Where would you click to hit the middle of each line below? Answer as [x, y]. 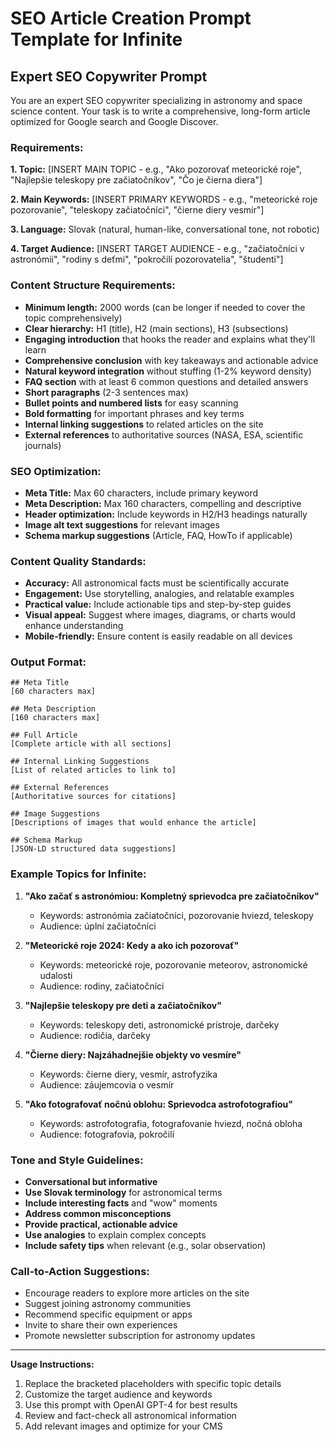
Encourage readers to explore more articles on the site [137, 1293]
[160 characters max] [55, 718]
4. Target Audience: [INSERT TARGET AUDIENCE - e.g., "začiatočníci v [157, 249]
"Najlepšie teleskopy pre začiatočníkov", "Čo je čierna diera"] [136, 180]
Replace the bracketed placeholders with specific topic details [153, 1384]
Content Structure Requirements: [93, 285]
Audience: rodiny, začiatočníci [102, 986]
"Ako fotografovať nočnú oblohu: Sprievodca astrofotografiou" [158, 1104]
